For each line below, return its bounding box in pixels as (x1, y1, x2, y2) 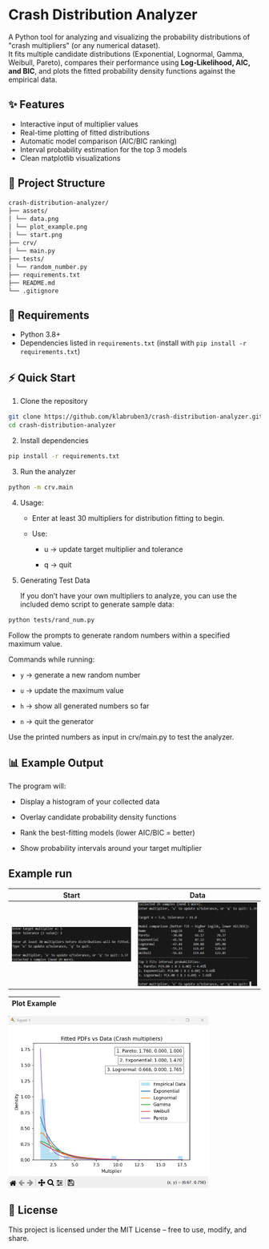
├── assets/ (8, 207, 48, 215)
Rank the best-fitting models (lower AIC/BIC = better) (19, 828, 195, 838)
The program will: (8, 781, 66, 791)
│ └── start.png (8, 231, 62, 239)
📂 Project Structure (8, 176, 106, 190)
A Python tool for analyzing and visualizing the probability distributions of (8, 32, 251, 42)
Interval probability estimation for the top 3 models (19, 144, 187, 154)
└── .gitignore (8, 287, 59, 295)
